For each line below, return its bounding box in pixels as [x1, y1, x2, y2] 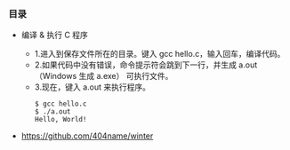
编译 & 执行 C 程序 [20, 29, 88, 41]
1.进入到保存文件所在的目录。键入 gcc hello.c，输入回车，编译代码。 [34, 49, 286, 59]
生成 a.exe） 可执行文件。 [78, 71, 173, 82]
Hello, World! [34, 115, 87, 124]
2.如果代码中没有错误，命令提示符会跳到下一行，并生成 [34, 59, 238, 70]
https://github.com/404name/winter [20, 130, 154, 141]
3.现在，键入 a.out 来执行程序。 [34, 82, 150, 92]
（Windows [34, 71, 77, 82]
